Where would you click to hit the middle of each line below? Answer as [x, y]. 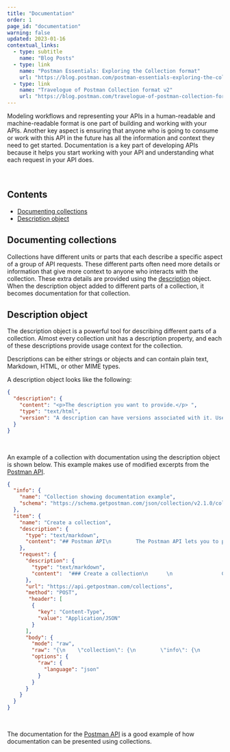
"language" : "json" [71, 669]
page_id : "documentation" [44, 26]
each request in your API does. [51, 160]
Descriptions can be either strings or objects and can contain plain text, [108, 359]
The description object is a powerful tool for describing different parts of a [112, 331]
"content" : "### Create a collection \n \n [102, 573]
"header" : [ [46, 599]
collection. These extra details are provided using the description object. [109, 278]
